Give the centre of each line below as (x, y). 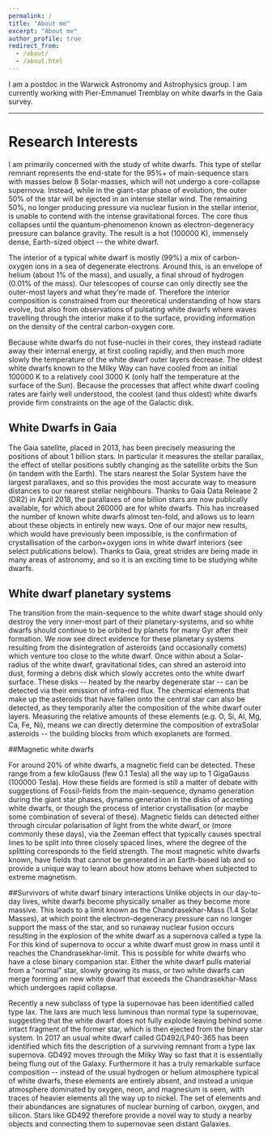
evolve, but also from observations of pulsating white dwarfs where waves (133, 309)
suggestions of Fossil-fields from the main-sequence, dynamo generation (132, 791)
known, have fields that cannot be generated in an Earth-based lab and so (132, 860)
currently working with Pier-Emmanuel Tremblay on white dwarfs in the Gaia (136, 92)
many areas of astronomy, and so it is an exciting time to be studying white (133, 560)
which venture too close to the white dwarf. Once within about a (115, 656)
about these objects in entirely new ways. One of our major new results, (128, 525)
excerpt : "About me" (43, 31)
